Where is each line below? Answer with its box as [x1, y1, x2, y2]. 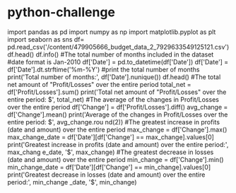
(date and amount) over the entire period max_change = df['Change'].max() [7, 125, 228, 134]
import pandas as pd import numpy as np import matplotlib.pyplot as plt [7, 28, 216, 36]
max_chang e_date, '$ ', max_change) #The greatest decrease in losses [7, 148, 214, 156]
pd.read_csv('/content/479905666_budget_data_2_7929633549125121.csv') [7, 42, 230, 51]
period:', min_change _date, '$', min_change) [7, 177, 137, 186]
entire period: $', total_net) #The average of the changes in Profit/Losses [7, 95, 219, 103]
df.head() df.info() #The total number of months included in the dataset [7, 50, 214, 59]
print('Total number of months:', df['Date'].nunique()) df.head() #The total [7, 72, 221, 81]
